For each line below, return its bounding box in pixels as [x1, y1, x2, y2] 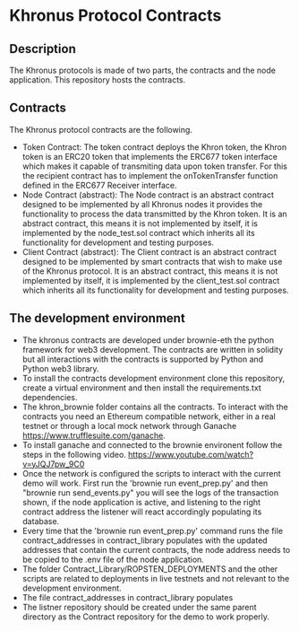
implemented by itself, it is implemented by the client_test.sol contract [21, 275, 280, 285]
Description [9, 41, 76, 57]
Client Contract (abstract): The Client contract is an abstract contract [21, 246, 278, 257]
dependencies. [21, 391, 78, 402]
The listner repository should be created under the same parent [21, 601, 257, 612]
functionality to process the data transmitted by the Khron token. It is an [21, 208, 288, 219]
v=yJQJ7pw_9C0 [21, 459, 85, 469]
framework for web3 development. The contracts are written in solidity [21, 344, 284, 355]
